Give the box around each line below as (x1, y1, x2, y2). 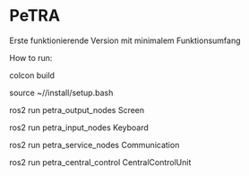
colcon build (9, 69, 56, 81)
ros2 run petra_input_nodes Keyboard (9, 122, 150, 133)
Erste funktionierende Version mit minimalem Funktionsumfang (9, 35, 241, 46)
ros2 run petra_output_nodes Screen (9, 104, 145, 115)
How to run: (9, 52, 53, 63)
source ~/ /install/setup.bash (9, 87, 114, 98)
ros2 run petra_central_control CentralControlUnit (9, 156, 192, 167)
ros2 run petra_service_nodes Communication (9, 139, 180, 150)
